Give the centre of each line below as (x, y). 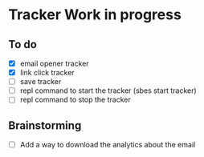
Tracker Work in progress (95, 15)
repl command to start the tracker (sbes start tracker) (108, 91)
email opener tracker (55, 63)
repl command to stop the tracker (75, 100)
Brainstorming (45, 125)
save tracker (41, 82)
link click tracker (47, 73)
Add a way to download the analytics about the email (108, 145)
